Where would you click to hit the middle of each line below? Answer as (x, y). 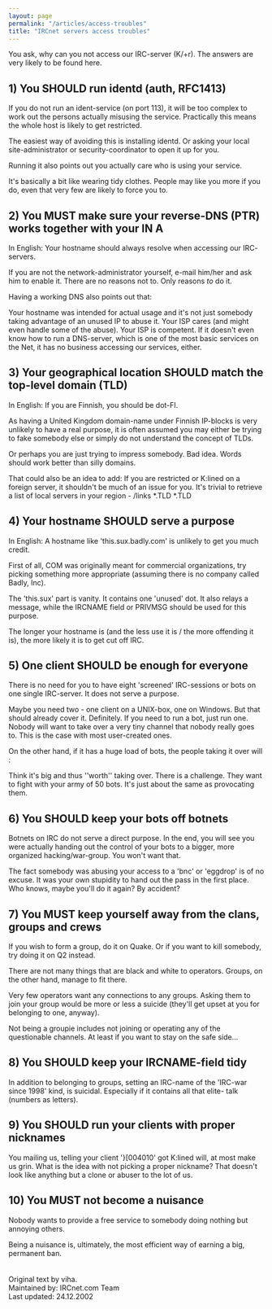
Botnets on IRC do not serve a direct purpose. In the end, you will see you (132, 838)
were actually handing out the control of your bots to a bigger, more (121, 847)
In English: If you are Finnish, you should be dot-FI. (93, 405)
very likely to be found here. (55, 63)
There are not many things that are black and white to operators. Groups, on (136, 971)
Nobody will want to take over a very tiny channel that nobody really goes (132, 727)
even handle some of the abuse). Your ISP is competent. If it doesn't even (131, 330)
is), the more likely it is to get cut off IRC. (76, 640)
